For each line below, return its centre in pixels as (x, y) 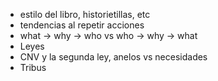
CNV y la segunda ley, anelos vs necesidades (113, 57)
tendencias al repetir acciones (82, 25)
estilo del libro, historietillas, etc (85, 14)
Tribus (33, 67)
